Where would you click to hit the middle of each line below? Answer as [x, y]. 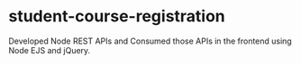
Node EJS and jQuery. [50, 50]
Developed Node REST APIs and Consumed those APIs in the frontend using [150, 41]
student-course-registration [117, 16]
